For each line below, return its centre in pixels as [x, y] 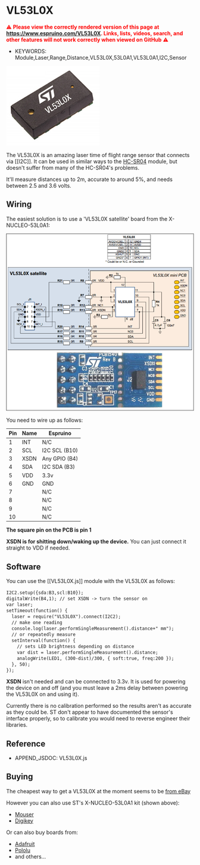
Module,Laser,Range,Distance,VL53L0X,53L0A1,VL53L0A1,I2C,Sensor [101, 57]
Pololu [23, 850]
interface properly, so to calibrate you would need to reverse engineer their [98, 719]
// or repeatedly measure [44, 635]
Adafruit [25, 843]
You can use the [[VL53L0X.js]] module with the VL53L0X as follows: [91, 581]
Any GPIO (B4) [60, 459]
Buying [20, 777]
